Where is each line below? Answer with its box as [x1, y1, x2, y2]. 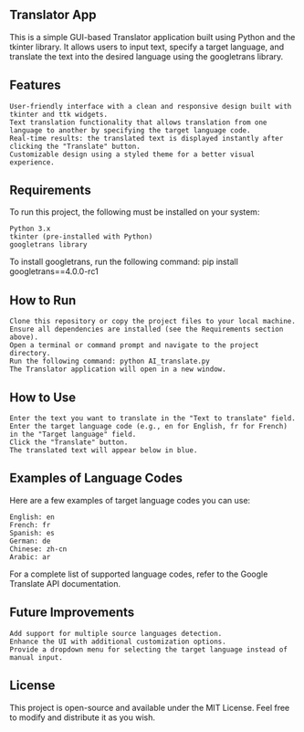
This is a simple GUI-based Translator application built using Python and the [9, 31, 296, 42]
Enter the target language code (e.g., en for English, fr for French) [9, 422, 288, 431]
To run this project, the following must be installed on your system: [9, 207, 260, 217]
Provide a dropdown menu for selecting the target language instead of [9, 644, 288, 654]
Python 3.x [9, 224, 51, 234]
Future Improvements [9, 605, 135, 621]
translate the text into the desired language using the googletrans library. [9, 50, 284, 62]
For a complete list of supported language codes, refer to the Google [9, 568, 268, 579]
